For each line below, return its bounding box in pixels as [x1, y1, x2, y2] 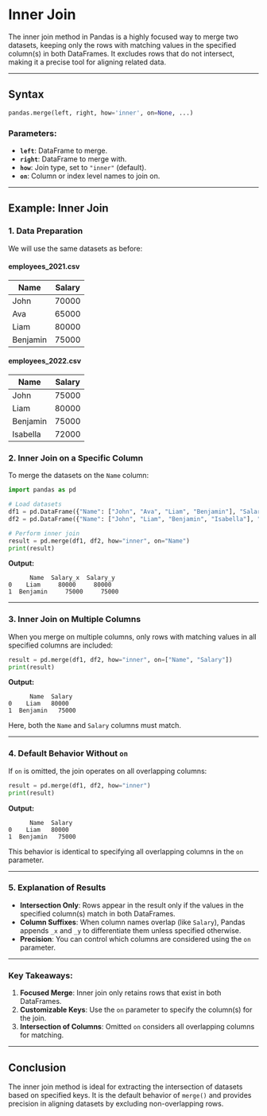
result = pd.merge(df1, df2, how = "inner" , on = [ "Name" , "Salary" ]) [8, 655, 233, 663]
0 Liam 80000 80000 [8, 581, 112, 589]
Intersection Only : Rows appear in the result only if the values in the [19, 900, 244, 910]
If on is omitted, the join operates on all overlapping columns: [8, 766, 207, 776]
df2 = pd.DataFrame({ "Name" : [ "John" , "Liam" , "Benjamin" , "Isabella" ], [8, 515, 254, 523]
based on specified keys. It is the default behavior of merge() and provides [8, 1090, 252, 1099]
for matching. [19, 1030, 64, 1040]
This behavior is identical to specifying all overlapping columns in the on [8, 846, 244, 856]
